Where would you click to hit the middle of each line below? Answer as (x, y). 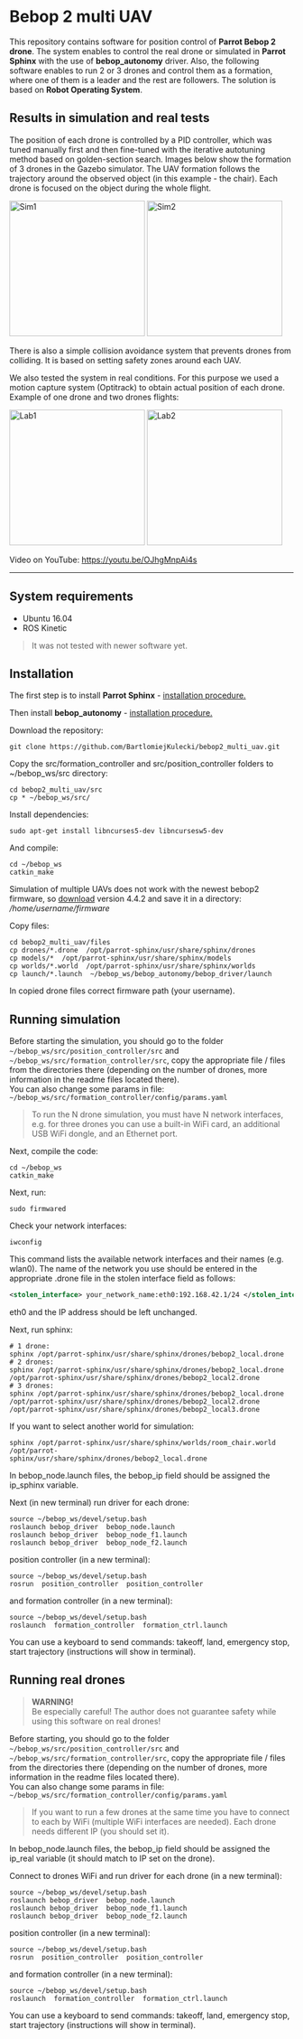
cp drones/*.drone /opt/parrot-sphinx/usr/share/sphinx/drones (133, 951)
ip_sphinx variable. (44, 1485)
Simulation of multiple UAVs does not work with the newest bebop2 (134, 889)
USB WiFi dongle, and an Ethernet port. (105, 1134)
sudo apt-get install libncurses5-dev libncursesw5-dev (116, 832)
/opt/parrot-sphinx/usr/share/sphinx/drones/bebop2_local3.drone (134, 1410)
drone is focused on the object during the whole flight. (110, 188)
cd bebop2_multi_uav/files (60, 943)
